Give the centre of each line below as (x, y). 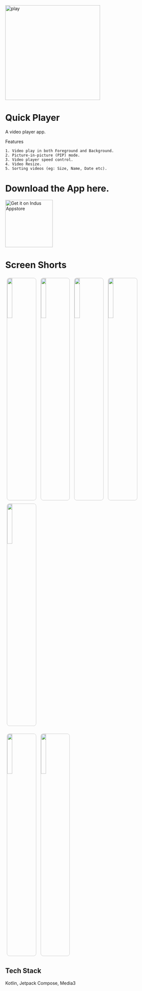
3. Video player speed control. (39, 160)
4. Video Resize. (23, 164)
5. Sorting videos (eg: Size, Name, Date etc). (56, 168)
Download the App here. (57, 189)
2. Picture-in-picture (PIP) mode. (43, 155)
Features (14, 142)
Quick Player (33, 118)
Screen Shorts (36, 265)
